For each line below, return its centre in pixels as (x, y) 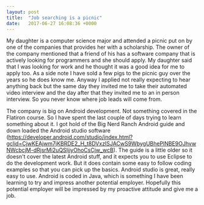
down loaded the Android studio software (59, 131)
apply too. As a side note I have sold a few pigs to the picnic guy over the (98, 73)
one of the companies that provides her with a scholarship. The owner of (98, 47)
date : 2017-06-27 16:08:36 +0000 (52, 23)
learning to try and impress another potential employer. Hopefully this (94, 183)
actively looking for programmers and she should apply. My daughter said (99, 60)
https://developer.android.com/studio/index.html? (71, 137)
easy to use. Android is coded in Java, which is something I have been (95, 176)
